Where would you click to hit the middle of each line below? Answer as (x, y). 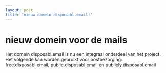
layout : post (19, 10)
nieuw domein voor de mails (66, 40)
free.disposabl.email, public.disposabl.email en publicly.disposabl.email (81, 65)
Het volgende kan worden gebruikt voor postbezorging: (64, 60)
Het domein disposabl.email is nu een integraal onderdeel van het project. (83, 54)
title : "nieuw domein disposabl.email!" (49, 15)
